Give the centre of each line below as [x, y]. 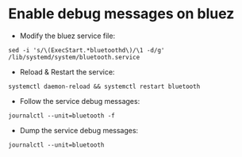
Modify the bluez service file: [67, 36]
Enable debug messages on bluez [121, 14]
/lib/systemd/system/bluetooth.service [74, 57]
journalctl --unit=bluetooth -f [61, 116]
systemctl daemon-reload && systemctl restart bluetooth [104, 86]
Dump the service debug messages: [79, 130]
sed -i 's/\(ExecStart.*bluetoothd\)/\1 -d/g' [86, 50]
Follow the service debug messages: [80, 101]
